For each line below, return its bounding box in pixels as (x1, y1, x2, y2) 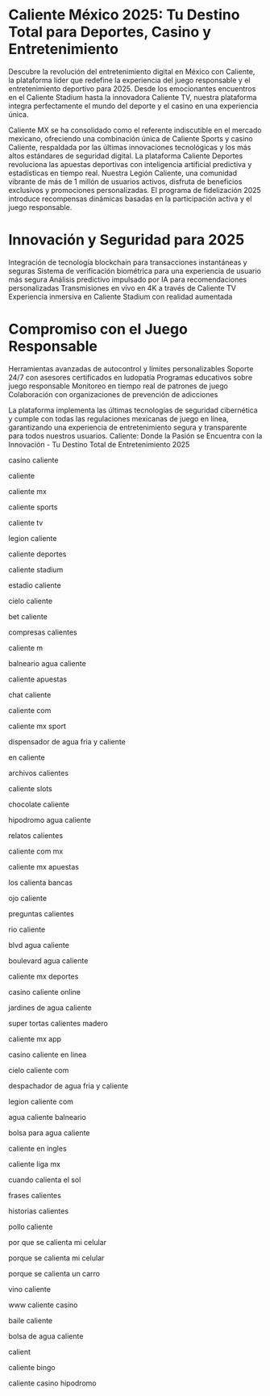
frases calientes (8, 1190, 62, 1200)
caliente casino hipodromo (8, 1378, 97, 1388)
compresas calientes (8, 627, 78, 637)
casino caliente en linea (8, 1050, 87, 1059)
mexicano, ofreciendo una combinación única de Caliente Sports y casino (8, 133, 254, 143)
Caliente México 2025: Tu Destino (8, 6, 240, 24)
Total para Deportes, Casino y (8, 23, 212, 41)
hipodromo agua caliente (8, 815, 91, 824)
